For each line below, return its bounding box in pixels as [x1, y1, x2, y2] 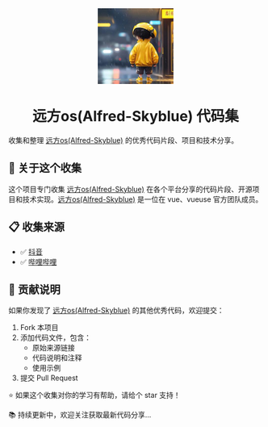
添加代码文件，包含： [19, 333, 91, 342]
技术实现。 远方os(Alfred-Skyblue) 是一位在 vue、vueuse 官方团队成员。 [22, 194, 263, 204]
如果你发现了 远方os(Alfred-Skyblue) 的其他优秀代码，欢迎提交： [8, 306, 224, 316]
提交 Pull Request [19, 373, 78, 383]
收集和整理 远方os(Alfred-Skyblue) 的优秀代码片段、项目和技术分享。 [8, 135, 239, 144]
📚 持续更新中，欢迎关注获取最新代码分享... [8, 410, 152, 420]
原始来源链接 [31, 343, 75, 353]
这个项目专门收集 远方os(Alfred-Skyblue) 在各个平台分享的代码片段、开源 [8, 184, 253, 194]
